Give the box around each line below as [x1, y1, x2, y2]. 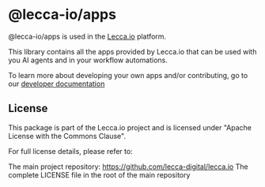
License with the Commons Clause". [8, 131, 127, 140]
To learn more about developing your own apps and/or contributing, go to [8, 70, 248, 80]
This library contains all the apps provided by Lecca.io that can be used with [8, 47, 257, 56]
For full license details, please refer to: [8, 146, 133, 155]
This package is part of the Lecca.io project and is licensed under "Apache [8, 122, 252, 132]
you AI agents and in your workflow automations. [8, 55, 168, 65]
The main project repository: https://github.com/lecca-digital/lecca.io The [8, 162, 248, 171]
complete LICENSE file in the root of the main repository [8, 170, 191, 179]
